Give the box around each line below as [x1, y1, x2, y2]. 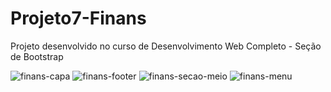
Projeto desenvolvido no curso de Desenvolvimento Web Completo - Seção [10, 40, 322, 52]
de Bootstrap [10, 50, 64, 62]
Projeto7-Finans [10, 7, 147, 30]
